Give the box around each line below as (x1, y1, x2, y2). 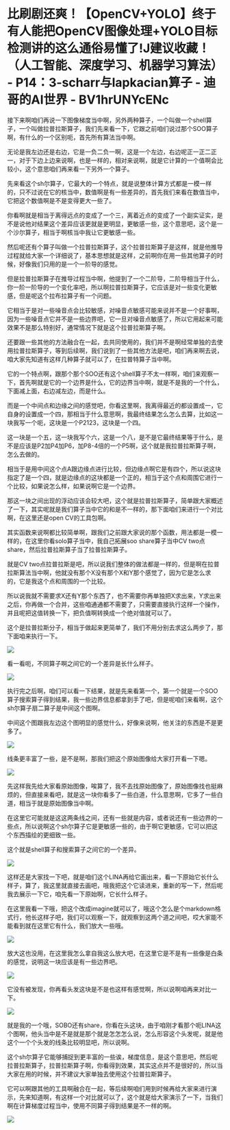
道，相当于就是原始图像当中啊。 (7, 799, 97, 807)
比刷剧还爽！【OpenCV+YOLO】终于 (7, 6, 217, 22)
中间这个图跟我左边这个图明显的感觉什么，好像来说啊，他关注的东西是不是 (7, 718, 217, 727)
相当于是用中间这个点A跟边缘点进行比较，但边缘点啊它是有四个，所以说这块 (7, 464, 221, 473)
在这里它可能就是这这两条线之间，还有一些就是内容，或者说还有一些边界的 (7, 813, 217, 821)
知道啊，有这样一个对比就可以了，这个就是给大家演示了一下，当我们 (30, 1093, 223, 1101)
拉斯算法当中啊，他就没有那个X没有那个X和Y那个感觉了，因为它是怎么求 (7, 568, 212, 577)
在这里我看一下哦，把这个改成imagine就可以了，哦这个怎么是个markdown (7, 904, 216, 913)
